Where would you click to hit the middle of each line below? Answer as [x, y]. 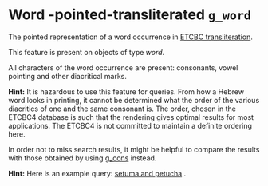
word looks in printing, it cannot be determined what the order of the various [134, 100]
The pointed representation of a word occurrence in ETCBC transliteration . [130, 37]
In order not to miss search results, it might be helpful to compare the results [134, 149]
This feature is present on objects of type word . [87, 52]
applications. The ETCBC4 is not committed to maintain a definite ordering [130, 125]
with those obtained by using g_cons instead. [83, 158]
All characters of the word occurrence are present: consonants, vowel [123, 67]
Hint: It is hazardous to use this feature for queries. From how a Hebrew [126, 91]
